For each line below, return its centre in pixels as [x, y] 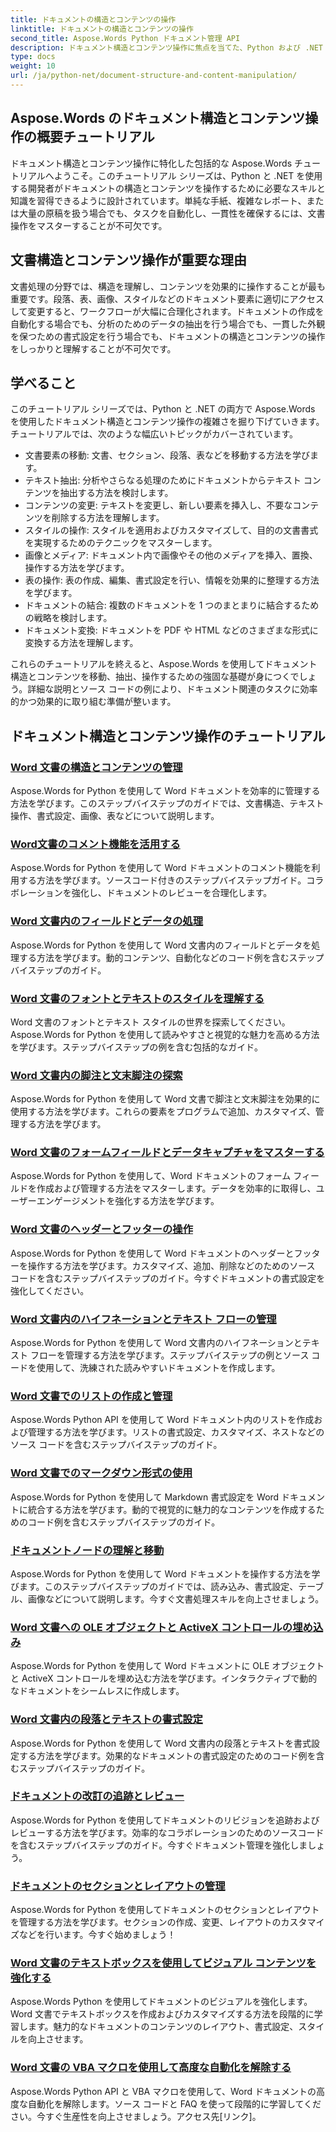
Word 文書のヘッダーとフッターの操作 [102, 1229]
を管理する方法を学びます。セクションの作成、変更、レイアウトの [146, 1922]
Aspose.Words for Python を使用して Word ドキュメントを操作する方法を [161, 1573]
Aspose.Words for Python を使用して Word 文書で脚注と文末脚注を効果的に [165, 1099]
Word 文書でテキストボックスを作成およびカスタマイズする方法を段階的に [162, 2014]
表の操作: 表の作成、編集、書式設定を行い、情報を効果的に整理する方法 [172, 580]
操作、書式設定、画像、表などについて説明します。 [115, 815]
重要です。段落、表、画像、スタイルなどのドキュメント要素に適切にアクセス [167, 298]
